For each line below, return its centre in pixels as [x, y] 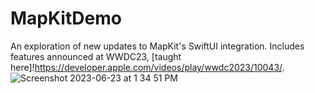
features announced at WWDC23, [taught [96, 56]
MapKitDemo [66, 18]
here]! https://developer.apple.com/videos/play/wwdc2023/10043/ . [147, 67]
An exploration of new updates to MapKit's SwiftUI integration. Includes [157, 46]
